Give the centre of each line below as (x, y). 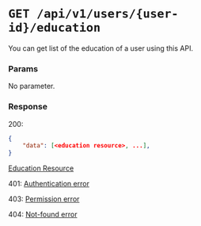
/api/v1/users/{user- (108, 14)
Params (23, 68)
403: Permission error (44, 199)
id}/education (55, 28)
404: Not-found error (43, 215)
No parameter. (32, 86)
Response (28, 107)
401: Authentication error (49, 184)
